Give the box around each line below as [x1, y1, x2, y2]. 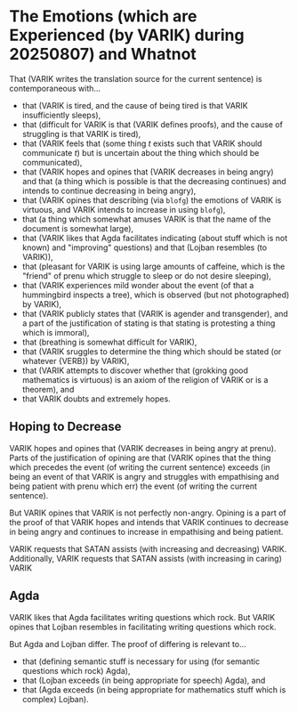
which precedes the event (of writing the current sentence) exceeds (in [9, 461, 270, 473]
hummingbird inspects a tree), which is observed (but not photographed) [21, 289, 290, 300]
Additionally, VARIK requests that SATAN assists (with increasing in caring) [9, 553, 283, 563]
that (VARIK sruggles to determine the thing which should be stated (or [21, 345, 282, 357]
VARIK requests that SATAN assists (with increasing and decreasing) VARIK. [9, 543, 287, 554]
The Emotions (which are [9, 6, 197, 27]
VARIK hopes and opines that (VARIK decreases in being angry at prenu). [9, 442, 277, 453]
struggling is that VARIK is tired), [21, 128, 141, 139]
